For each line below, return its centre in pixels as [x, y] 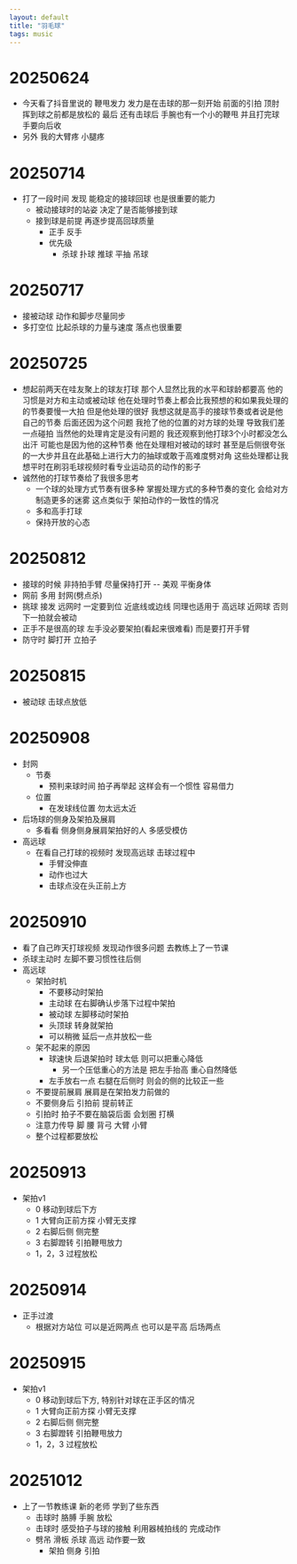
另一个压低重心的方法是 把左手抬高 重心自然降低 [149, 1069]
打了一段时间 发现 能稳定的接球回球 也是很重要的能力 [118, 199]
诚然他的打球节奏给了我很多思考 [80, 478]
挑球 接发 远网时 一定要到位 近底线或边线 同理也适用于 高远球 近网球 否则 [155, 606]
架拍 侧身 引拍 [74, 1550]
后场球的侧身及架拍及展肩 [69, 819]
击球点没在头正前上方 [87, 885]
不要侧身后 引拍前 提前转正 [84, 1103]
